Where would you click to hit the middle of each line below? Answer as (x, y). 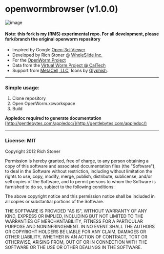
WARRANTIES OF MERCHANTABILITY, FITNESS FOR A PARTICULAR (74, 221)
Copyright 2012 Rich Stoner (33, 151)
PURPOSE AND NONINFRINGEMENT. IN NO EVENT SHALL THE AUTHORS (80, 226)
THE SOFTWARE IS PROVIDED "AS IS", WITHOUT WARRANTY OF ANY (76, 211)
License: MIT (21, 141)
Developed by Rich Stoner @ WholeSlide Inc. (57, 55)
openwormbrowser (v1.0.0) (62, 9)
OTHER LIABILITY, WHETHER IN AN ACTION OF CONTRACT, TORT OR (76, 237)
